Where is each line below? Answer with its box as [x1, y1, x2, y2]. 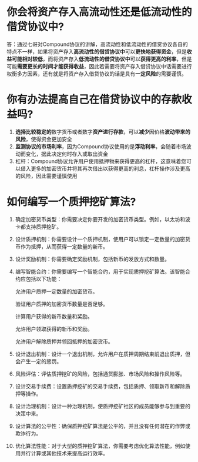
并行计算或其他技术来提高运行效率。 [20, 450, 108, 457]
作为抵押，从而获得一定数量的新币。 [20, 242, 108, 250]
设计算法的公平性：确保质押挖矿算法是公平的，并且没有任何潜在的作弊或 [15, 422, 190, 430]
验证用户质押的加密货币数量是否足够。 [15, 300, 108, 307]
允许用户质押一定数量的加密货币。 [15, 288, 98, 295]
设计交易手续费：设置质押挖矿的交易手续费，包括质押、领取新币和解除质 [15, 383, 190, 390]
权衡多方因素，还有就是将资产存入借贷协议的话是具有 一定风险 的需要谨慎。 [6, 70, 187, 77]
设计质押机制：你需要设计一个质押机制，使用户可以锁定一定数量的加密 [15, 235, 186, 242]
